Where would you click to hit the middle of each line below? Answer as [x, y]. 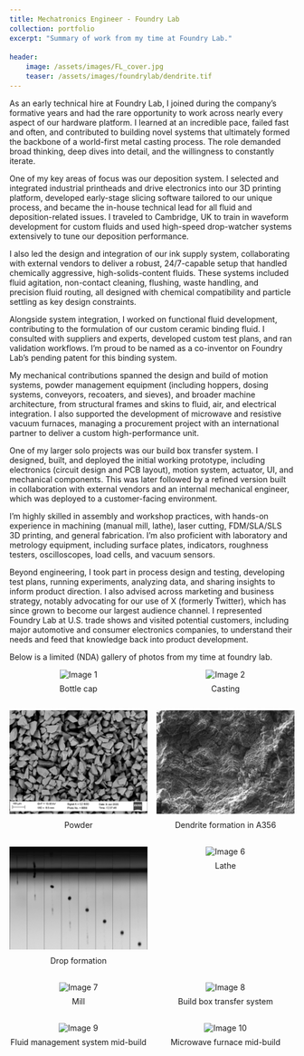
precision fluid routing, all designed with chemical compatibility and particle [150, 292]
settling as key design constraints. [73, 301]
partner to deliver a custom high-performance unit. [104, 433]
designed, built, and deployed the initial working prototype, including [137, 460]
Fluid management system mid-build [79, 1042]
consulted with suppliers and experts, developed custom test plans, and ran [151, 338]
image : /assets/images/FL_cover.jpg [95, 67]
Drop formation [78, 961]
